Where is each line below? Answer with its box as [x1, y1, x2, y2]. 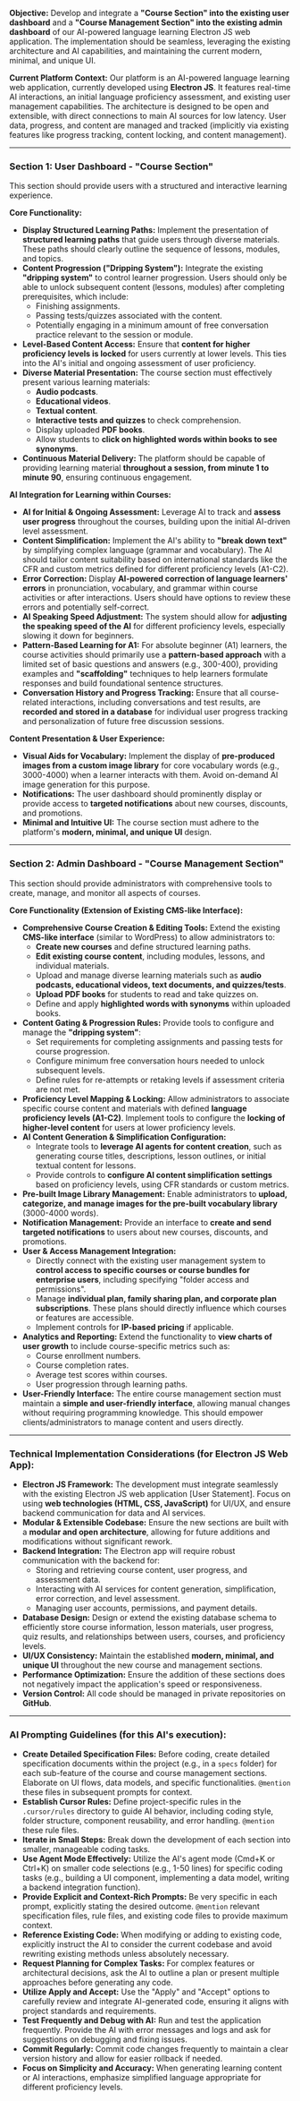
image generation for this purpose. [21, 779, 150, 790]
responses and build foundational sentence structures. [21, 678, 224, 688]
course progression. [35, 1046, 110, 1056]
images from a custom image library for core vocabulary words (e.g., [21, 760, 279, 771]
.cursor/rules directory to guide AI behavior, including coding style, [21, 1806, 274, 1816]
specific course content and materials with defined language [21, 1103, 247, 1114]
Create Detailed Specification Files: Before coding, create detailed [21, 1749, 271, 1760]
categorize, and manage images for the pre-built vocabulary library [21, 1198, 279, 1209]
